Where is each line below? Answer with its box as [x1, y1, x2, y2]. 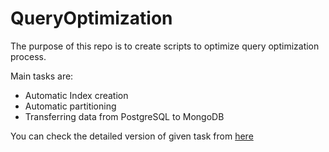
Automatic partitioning [24, 100, 117, 112]
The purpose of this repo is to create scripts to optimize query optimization [10, 40, 320, 52]
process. [10, 50, 47, 62]
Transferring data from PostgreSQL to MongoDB [24, 110, 225, 122]
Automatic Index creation [24, 89, 129, 101]
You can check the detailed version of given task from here [10, 130, 254, 142]
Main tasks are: [10, 70, 74, 82]
